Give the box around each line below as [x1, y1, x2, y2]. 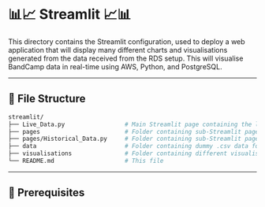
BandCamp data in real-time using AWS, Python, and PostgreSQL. [8, 61, 222, 71]
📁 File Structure [8, 92, 86, 105]
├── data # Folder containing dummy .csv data [8, 142, 248, 150]
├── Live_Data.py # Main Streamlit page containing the [8, 120, 252, 128]
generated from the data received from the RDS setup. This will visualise [8, 54, 244, 63]
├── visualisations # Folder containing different [8, 150, 227, 157]
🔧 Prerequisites [8, 186, 85, 200]
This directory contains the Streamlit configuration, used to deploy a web [8, 36, 246, 46]
